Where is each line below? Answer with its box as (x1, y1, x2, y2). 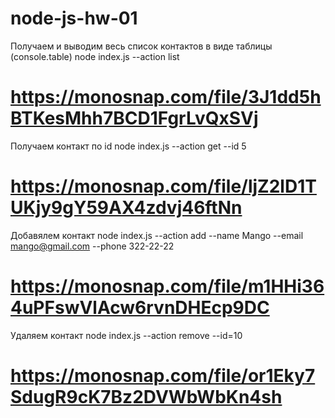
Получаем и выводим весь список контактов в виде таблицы (10, 40, 273, 52)
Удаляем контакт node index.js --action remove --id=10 (10, 329, 243, 341)
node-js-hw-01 (10, 7, 138, 30)
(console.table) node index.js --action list (10, 50, 180, 62)
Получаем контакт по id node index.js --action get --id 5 (10, 140, 247, 152)
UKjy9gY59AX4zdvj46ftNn (10, 197, 243, 219)
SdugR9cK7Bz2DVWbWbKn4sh (10, 385, 283, 408)
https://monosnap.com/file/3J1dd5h (10, 86, 322, 109)
